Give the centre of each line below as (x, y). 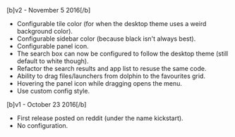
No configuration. (42, 125)
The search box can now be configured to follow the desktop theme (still (122, 53)
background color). (45, 31)
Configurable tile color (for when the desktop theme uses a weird (112, 24)
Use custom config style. (53, 91)
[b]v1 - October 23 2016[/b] (47, 104)
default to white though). (53, 61)
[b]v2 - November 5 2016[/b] (49, 10)
